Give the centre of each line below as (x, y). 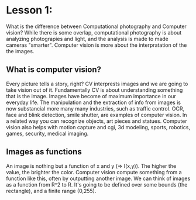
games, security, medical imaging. (47, 133)
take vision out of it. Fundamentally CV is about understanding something (94, 90)
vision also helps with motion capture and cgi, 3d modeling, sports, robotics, (98, 127)
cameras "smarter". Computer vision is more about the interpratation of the (97, 45)
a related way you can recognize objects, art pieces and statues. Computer (97, 121)
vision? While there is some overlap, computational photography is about (94, 32)
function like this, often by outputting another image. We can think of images (98, 178)
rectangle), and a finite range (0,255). (51, 191)
